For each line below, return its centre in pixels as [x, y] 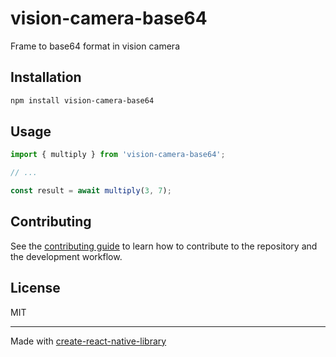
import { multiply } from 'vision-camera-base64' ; [118, 155]
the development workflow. [66, 256]
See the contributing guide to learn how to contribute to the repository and [164, 246]
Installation [46, 77]
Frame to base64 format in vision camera [95, 46]
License [35, 288]
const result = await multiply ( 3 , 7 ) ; [91, 191]
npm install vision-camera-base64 [82, 100]
